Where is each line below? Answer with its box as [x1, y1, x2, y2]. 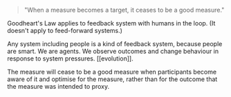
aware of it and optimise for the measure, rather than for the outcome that [7, 75, 218, 83]
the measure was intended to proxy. [7, 83, 110, 90]
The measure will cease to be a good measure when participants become [7, 68, 216, 76]
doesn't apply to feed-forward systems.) [7, 27, 123, 34]
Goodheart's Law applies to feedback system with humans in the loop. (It [7, 19, 216, 27]
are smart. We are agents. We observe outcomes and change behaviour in [7, 47, 219, 55]
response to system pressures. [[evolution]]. [7, 54, 133, 63]
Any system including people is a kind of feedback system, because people [7, 40, 223, 47]
